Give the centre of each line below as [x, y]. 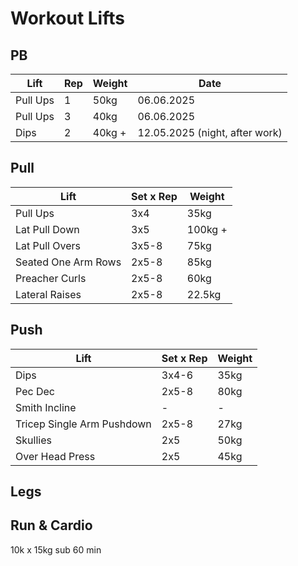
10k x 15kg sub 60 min [56, 549]
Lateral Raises [48, 294]
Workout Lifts [67, 18]
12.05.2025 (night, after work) [210, 132]
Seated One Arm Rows [68, 262]
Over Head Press [55, 456]
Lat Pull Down [47, 229]
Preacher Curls [51, 278]
